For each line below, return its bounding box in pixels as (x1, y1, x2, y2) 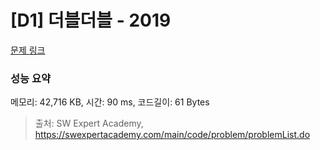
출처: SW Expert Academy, (34, 117, 144, 130)
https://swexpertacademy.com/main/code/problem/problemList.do (34, 129, 311, 141)
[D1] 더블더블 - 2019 (10, 9, 172, 32)
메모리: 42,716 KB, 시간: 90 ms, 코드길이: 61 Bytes (10, 96, 210, 108)
